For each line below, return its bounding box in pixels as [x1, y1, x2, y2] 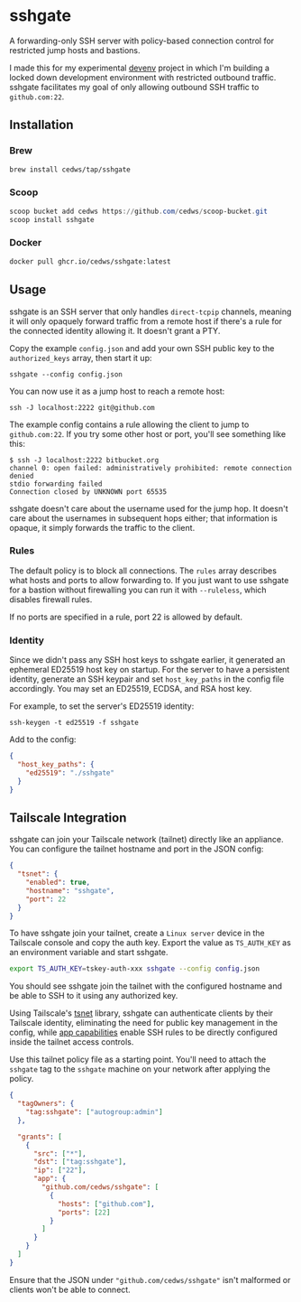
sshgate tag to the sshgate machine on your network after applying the [9, 1064, 270, 1074]
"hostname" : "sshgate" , [25, 886, 115, 895]
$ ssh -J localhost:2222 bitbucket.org [9, 455, 160, 465]
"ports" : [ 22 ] [57, 1207, 111, 1217]
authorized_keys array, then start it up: [9, 352, 152, 363]
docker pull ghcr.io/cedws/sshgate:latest [9, 256, 171, 266]
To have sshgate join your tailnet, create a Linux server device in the [9, 927, 265, 939]
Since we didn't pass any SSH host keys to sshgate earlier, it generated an [9, 655, 286, 665]
